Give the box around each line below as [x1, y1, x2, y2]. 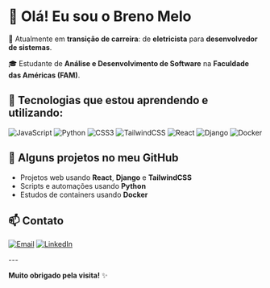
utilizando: [8, 106, 64, 120]
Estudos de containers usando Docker [19, 190, 148, 199]
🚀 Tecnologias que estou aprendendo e [8, 94, 209, 107]
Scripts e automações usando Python [19, 181, 147, 190]
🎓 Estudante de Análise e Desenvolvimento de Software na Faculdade [8, 58, 250, 68]
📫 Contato [8, 214, 64, 227]
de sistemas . [8, 42, 52, 52]
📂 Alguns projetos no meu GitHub [8, 151, 179, 165]
